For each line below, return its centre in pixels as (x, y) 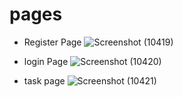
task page (44, 80)
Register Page (52, 42)
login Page (46, 61)
